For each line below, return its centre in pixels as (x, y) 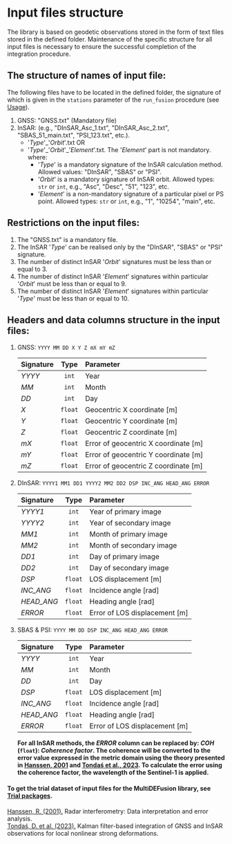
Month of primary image (128, 534)
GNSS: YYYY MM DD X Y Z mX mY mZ (66, 348)
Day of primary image (125, 556)
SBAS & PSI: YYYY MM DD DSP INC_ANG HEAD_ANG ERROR (93, 630)
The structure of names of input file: (87, 76)
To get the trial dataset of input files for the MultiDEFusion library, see (109, 788)
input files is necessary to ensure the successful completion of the (102, 46)
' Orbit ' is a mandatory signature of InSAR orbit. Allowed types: (126, 179)
